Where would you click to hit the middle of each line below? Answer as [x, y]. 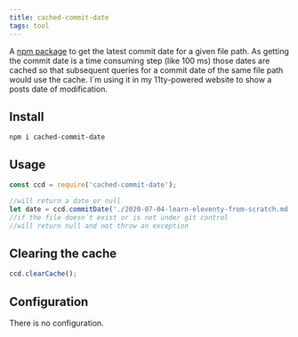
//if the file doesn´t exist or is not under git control [119, 217]
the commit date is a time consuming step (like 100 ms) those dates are [140, 60]
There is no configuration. [56, 323]
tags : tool [29, 26]
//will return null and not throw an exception [99, 226]
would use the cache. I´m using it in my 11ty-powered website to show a [141, 79]
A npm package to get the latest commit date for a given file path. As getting [149, 51]
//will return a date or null [65, 201]
